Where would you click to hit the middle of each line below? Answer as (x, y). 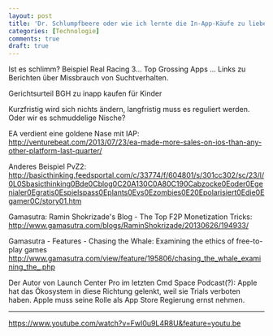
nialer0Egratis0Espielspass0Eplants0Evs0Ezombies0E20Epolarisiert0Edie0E (136, 192)
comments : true (34, 39)
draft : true (28, 46)
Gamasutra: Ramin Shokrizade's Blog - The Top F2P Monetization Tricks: (130, 217)
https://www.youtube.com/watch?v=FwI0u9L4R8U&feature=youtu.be (125, 323)
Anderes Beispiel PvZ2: (48, 166)
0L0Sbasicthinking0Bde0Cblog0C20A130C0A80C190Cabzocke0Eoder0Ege (136, 184)
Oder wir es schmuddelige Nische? (67, 118)
